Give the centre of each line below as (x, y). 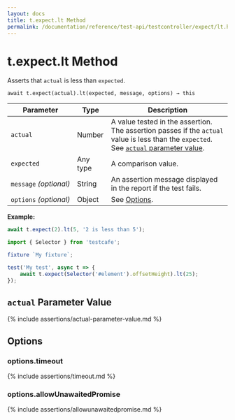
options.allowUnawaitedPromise (64, 394)
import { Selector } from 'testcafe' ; (64, 242)
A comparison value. (145, 164)
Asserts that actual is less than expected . (66, 80)
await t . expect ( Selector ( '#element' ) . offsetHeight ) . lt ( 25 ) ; (109, 274)
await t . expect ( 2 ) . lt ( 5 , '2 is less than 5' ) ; (76, 230)
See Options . (132, 200)
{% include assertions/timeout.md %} (62, 376)
